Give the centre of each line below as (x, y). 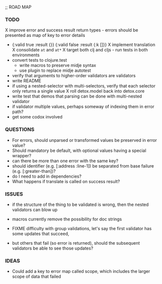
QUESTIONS (20, 130)
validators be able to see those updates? (53, 248)
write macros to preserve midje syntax (57, 66)
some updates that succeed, (40, 234)
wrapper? (22, 155)
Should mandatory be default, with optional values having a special (79, 150)
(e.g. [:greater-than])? (34, 171)
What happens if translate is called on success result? (66, 181)
